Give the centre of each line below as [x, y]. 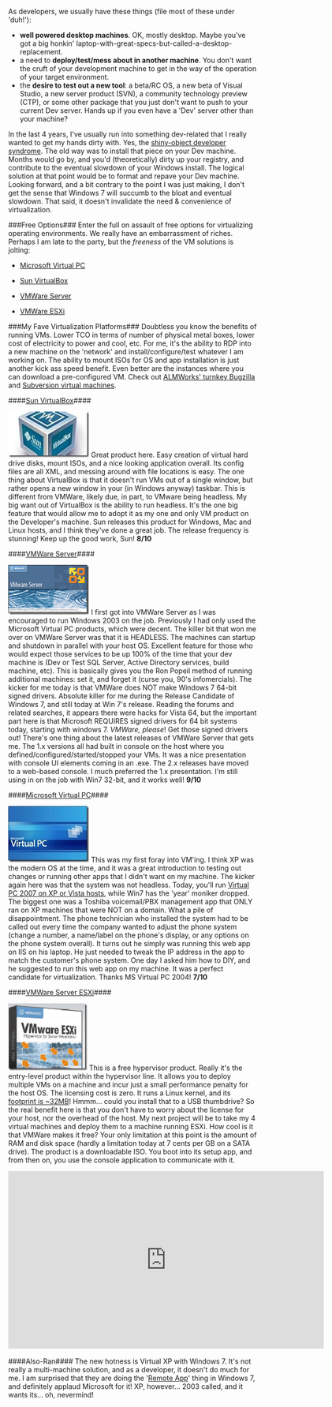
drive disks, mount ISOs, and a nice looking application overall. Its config [126, 463]
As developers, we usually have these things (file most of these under [121, 11]
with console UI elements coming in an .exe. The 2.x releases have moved [129, 763]
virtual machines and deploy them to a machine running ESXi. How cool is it [131, 1126]
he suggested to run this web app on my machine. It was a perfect [116, 969]
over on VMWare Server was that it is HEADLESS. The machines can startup [132, 637]
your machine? [44, 119]
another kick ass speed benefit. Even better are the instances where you [126, 369]
